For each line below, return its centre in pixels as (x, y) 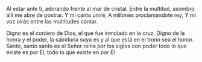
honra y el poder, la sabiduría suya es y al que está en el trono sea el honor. (100, 39)
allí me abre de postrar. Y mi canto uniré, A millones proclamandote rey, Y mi (101, 15)
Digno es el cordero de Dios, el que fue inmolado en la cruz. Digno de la (96, 33)
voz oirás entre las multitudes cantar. (52, 21)
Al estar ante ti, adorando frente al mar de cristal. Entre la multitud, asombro (100, 9)
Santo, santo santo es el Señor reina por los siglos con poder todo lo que (96, 46)
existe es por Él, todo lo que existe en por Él (61, 52)
